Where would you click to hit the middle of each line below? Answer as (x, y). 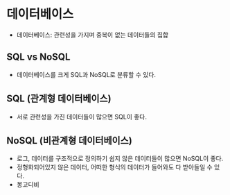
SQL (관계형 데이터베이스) (59, 99)
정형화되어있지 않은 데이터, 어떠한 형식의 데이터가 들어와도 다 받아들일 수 (114, 167)
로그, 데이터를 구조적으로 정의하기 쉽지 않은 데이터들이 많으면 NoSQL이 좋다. (120, 159)
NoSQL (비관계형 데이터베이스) (69, 141)
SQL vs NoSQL (38, 57)
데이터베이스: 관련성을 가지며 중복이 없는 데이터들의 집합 (92, 35)
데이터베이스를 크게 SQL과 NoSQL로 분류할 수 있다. (86, 74)
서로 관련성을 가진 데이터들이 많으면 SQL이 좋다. (81, 117)
